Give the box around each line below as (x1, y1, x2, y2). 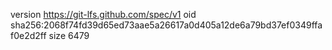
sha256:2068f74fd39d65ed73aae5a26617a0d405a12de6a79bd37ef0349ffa (10, 19, 323, 31)
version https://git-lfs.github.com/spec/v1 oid (10, 9, 197, 20)
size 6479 (48, 30, 90, 41)
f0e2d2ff (10, 30, 47, 41)
